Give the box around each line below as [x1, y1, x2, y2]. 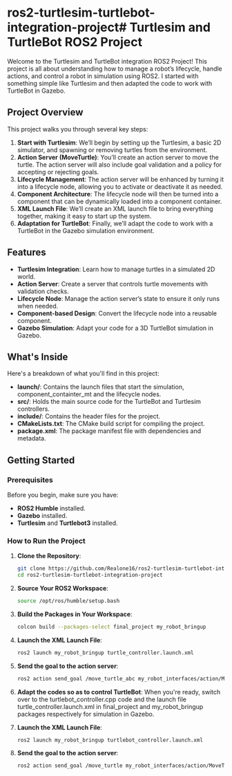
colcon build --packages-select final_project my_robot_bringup [17, 623, 206, 630]
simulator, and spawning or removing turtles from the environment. [17, 145, 208, 154]
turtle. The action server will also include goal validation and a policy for [17, 160, 222, 169]
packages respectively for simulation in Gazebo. [17, 710, 155, 718]
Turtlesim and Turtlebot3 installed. [17, 519, 119, 527]
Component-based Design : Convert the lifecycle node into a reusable [17, 309, 217, 317]
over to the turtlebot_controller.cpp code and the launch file [17, 695, 186, 703]
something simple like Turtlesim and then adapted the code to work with [7, 79, 213, 87]
